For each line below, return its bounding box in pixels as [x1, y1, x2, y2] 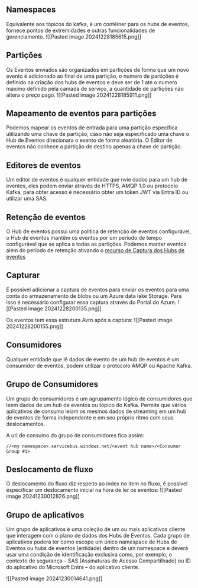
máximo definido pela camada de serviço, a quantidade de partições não [6, 85, 184, 92]
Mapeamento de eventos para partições [6, 109, 157, 119]
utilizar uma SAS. [6, 195, 48, 202]
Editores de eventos [6, 160, 82, 170]
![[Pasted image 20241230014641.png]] [6, 575, 103, 582]
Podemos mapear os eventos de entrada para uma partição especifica [6, 124, 178, 131]
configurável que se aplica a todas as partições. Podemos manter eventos [6, 240, 187, 248]
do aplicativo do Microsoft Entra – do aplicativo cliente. [6, 564, 140, 571]
